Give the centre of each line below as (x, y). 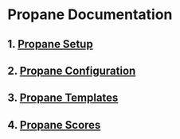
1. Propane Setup (50, 44)
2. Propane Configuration (72, 70)
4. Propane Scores (54, 125)
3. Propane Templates (63, 98)
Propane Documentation (90, 15)
